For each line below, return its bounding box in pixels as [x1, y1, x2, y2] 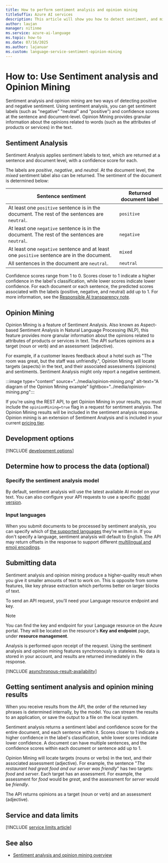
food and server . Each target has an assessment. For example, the [5, 771, 142, 777]
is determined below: [5, 178, 49, 184]
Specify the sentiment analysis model [5, 477, 99, 484]
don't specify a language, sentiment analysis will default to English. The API [5, 533, 161, 539]
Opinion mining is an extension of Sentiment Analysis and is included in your [5, 414, 163, 420]
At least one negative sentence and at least [8, 245, 109, 252]
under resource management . [5, 633, 69, 639]
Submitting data [5, 558, 57, 567]
